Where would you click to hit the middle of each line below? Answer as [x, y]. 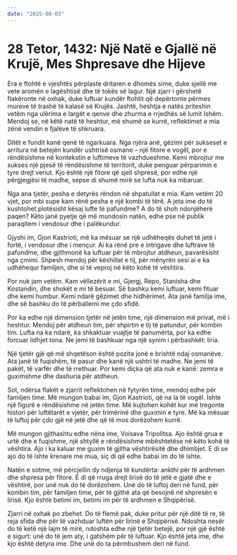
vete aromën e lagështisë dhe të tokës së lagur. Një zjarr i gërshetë [105, 91]
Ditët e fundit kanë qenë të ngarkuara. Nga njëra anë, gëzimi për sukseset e [117, 142]
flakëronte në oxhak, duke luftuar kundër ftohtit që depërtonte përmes [109, 98]
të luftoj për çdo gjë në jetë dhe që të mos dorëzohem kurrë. [95, 420]
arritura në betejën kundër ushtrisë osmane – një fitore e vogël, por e [107, 150]
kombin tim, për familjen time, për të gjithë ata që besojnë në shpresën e [113, 492]
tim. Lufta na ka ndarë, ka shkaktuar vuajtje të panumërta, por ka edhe [109, 332]
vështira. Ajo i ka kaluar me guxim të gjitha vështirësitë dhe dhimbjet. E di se [117, 448]
